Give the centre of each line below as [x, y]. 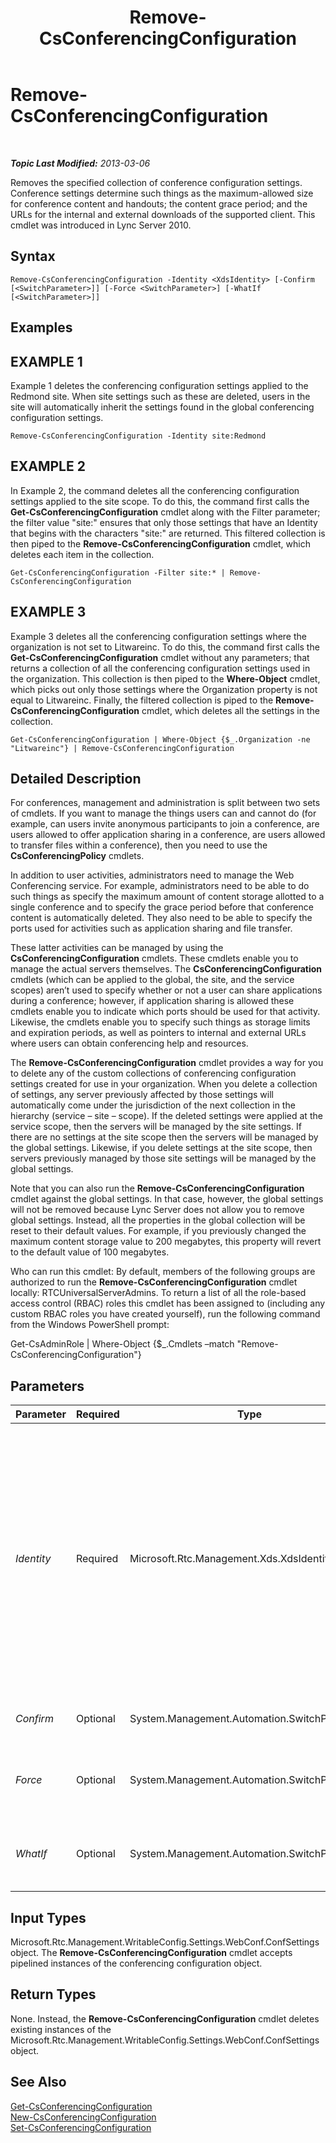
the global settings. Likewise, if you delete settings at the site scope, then [161, 1148]
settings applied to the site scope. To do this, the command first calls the [160, 501]
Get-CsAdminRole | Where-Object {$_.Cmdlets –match [122, 1344]
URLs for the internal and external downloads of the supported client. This [163, 214]
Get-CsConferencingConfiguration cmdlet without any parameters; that [160, 657]
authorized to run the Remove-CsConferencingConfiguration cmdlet [154, 1282]
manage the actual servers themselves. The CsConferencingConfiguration [166, 969]
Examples [41, 327]
